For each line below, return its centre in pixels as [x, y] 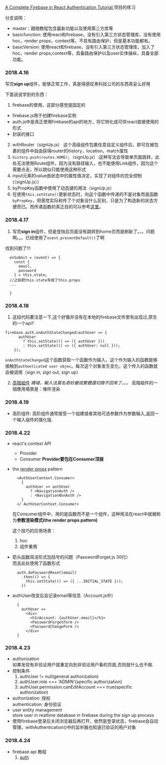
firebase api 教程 [29, 752]
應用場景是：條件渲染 [38, 389]
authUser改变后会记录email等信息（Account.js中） [64, 596]
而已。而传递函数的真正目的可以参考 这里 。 [60, 207]
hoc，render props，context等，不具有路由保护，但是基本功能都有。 [83, 41]
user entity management [37, 710]
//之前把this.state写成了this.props [45, 280]
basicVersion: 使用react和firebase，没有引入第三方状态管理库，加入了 [83, 47]
